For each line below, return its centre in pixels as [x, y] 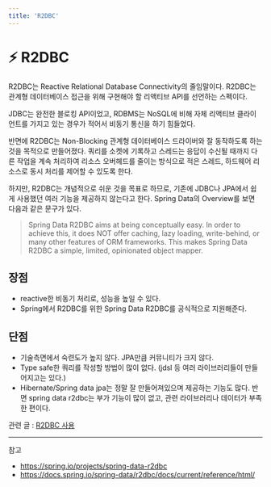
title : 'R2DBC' [34, 16]
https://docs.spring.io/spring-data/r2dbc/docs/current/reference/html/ [138, 475]
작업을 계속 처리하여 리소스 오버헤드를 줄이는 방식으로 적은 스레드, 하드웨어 [134, 161]
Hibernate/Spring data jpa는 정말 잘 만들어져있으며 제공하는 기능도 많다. [135, 388]
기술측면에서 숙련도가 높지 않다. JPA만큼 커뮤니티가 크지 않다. [117, 358]
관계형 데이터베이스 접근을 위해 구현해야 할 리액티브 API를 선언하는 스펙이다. [128, 96]
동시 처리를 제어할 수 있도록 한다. [81, 171]
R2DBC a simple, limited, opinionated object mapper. [115, 250]
